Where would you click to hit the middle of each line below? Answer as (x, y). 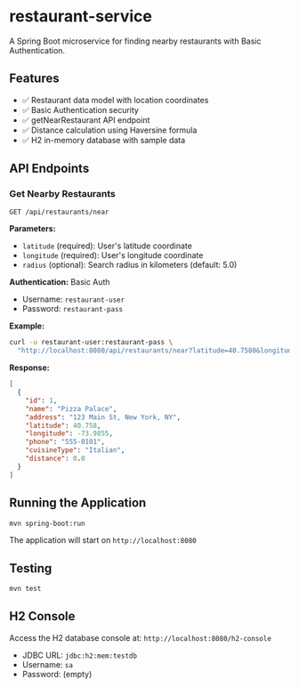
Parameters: (32, 229)
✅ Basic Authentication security (81, 109)
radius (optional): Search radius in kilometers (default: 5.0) (129, 265)
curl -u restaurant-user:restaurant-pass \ (91, 343)
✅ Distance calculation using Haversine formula (109, 130)
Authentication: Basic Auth (60, 282)
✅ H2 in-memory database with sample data (104, 140)
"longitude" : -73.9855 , (69, 433)
